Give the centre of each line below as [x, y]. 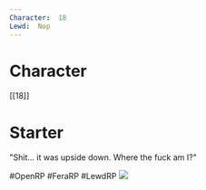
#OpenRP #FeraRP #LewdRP [63, 176]
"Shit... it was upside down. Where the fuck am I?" [103, 157]
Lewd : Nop [30, 26]
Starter [36, 133]
